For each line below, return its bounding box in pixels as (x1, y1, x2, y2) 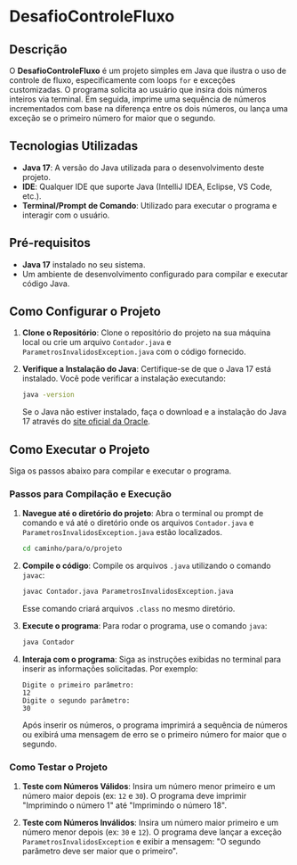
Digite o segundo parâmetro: (21, 696, 131, 705)
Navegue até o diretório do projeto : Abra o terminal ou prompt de (21, 508, 264, 519)
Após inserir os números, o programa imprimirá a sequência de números (21, 720, 288, 730)
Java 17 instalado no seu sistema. (21, 259, 146, 269)
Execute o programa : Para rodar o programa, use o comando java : (21, 621, 268, 631)
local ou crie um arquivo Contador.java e (21, 337, 172, 348)
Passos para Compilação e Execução (9, 488, 172, 500)
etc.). (21, 190, 42, 202)
